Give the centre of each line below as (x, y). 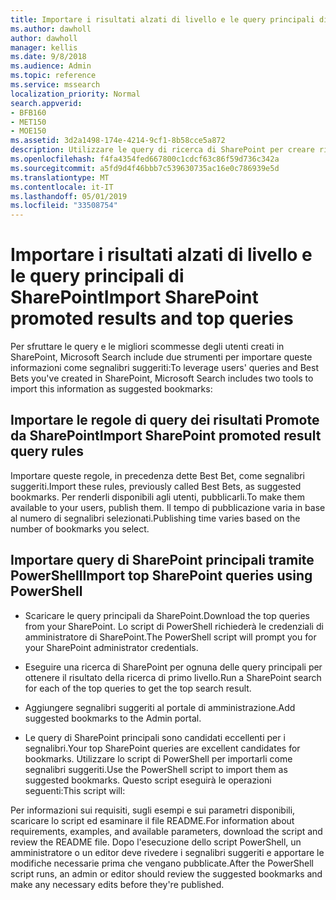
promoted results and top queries (152, 318)
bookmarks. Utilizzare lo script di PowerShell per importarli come (158, 758)
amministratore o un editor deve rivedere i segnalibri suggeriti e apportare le (167, 852)
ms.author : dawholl (51, 29)
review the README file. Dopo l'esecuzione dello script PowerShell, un (156, 842)
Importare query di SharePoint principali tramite (162, 560)
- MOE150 (28, 131)
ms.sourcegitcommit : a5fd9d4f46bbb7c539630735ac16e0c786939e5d (145, 168)
